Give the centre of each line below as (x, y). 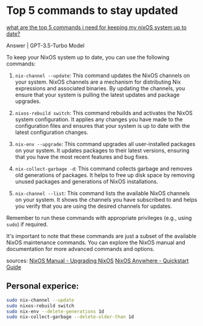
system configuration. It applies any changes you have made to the (99, 119)
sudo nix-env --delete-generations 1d (55, 311)
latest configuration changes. (52, 132)
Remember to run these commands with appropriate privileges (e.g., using (99, 218)
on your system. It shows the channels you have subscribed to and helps (106, 199)
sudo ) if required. (27, 224)
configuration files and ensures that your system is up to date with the (102, 125)
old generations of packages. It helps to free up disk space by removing (105, 175)
